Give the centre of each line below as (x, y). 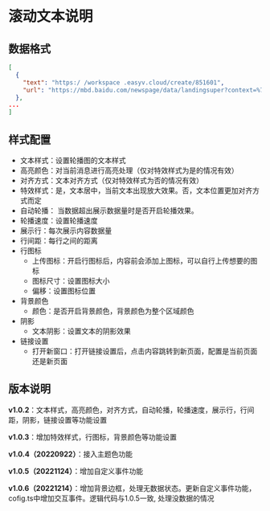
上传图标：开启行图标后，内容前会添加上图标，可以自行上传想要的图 (145, 260)
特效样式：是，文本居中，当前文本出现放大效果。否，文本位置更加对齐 (136, 190)
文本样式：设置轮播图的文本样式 (73, 160)
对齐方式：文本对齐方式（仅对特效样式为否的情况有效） (111, 180)
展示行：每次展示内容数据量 (66, 231)
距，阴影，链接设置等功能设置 (57, 419)
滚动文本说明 (51, 16)
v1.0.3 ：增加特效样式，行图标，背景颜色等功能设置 (93, 437)
